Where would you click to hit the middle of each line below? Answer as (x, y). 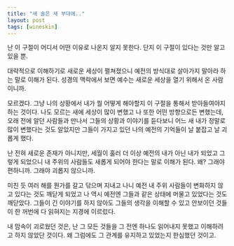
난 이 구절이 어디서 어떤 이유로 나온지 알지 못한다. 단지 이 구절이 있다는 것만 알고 (116, 48)
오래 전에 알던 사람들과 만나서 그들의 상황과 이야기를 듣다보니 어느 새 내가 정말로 (117, 121)
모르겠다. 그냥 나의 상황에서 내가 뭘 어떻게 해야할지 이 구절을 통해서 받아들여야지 (117, 103)
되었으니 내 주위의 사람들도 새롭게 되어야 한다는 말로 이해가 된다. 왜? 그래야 (123, 162)
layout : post (26, 20)
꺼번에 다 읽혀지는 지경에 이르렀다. (69, 212)
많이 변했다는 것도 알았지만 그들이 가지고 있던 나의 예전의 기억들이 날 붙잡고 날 (114, 129)
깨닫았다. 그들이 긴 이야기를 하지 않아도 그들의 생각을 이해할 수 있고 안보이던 (111, 203)
